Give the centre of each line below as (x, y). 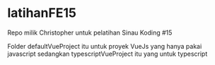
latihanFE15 (42, 13)
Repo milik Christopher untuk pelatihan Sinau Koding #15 (90, 32)
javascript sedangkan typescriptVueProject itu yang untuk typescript (107, 54)
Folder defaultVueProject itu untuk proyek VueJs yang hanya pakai (105, 46)
